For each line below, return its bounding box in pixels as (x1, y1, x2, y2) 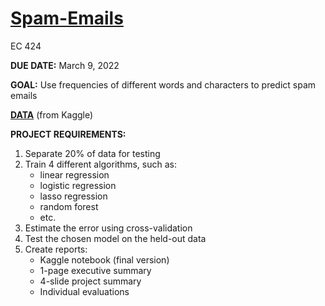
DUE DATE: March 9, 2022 (10, 59, 120, 71)
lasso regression (39, 190, 108, 202)
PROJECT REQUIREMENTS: (10, 128, 127, 140)
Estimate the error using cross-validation (24, 222, 193, 234)
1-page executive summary (39, 264, 152, 276)
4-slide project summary (39, 275, 142, 287)
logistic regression (39, 179, 117, 191)
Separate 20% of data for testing (24, 147, 161, 159)
